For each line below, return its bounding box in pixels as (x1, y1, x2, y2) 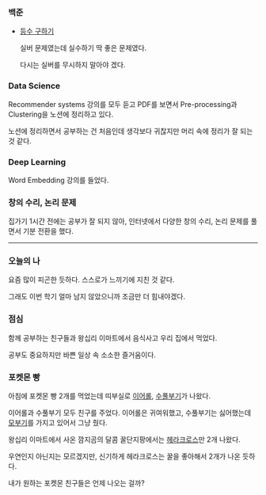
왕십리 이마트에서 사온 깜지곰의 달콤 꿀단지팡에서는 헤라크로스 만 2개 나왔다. (8, 435, 241, 444)
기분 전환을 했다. (22, 227, 74, 236)
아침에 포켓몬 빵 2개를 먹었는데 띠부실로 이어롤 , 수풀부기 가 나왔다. (8, 391, 211, 401)
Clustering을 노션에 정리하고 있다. (8, 109, 114, 119)
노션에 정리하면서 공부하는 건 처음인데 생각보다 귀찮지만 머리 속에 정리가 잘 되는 (8, 126, 253, 135)
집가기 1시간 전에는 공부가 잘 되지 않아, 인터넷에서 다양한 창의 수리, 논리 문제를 (8, 216, 249, 227)
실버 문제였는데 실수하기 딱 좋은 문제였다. (19, 44, 147, 53)
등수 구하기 (19, 26, 55, 36)
